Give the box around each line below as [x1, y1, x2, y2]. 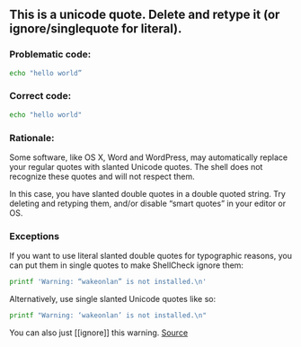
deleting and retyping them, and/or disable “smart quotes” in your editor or [9, 198, 286, 209]
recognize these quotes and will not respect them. [9, 171, 195, 182]
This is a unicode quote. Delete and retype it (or [9, 7, 280, 22]
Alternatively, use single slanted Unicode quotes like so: [9, 294, 217, 305]
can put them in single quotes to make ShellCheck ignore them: [9, 260, 244, 271]
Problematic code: [9, 49, 92, 61]
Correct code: [9, 90, 72, 102]
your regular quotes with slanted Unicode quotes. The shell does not [9, 162, 263, 173]
